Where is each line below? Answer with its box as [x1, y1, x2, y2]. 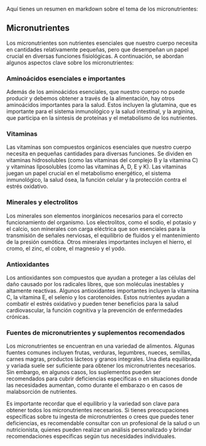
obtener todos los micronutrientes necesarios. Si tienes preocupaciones [6, 407, 189, 414]
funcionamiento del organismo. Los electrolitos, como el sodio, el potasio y [6, 218, 197, 226]
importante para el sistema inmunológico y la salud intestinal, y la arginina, [6, 108, 195, 115]
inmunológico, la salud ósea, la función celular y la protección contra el [6, 176, 187, 184]
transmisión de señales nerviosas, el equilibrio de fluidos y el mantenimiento [6, 232, 200, 239]
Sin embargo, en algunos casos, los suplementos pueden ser [6, 369, 161, 376]
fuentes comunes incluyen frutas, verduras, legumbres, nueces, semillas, [6, 349, 192, 356]
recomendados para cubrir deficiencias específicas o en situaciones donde [6, 375, 198, 383]
